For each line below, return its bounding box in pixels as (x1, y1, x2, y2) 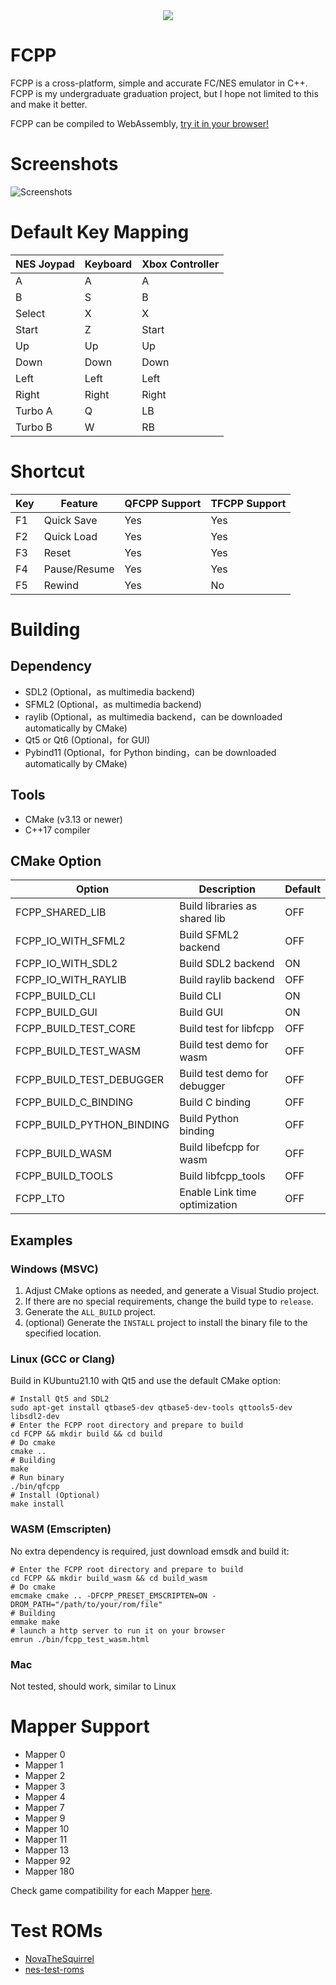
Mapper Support (10, 1715, 150, 1738)
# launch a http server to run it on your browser (10, 1625, 226, 1636)
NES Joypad (15, 257, 75, 271)
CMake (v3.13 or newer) (24, 813, 123, 825)
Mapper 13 (24, 1844, 70, 1856)
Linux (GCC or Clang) (10, 1352, 116, 1366)
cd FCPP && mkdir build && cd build (10, 1429, 163, 1439)
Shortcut (10, 460, 86, 483)
